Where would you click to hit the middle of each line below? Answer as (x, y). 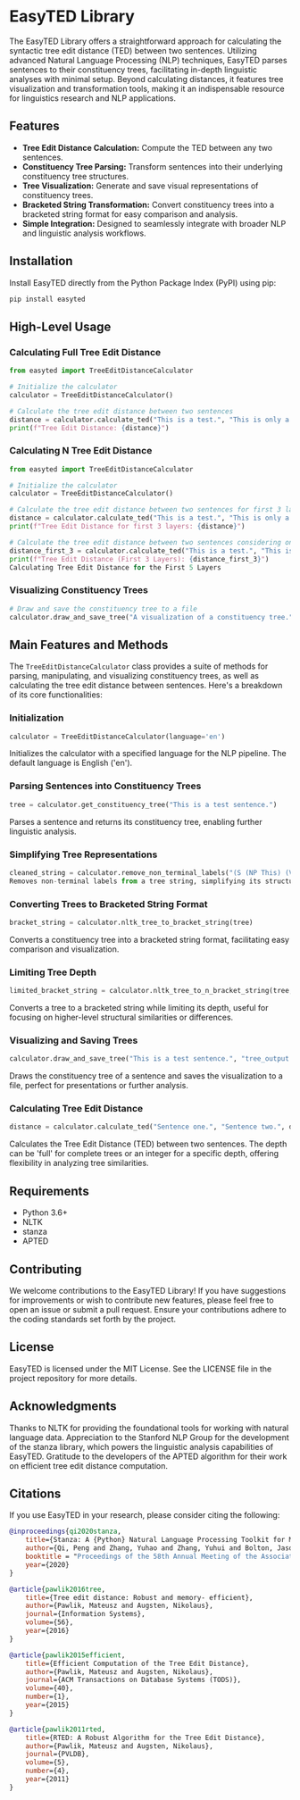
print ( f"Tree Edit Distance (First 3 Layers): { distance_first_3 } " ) (139, 559)
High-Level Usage (60, 326)
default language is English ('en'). (71, 763)
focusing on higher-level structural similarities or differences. (121, 1017)
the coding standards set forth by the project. (93, 1319)
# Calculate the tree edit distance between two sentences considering (145, 542)
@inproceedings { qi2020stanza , (66, 1532)
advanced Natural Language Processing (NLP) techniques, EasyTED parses (148, 60)
